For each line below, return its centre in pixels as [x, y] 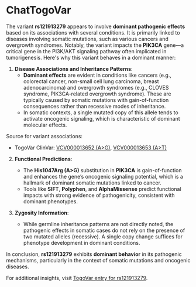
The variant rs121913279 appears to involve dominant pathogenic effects [96, 26]
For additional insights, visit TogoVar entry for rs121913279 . [77, 278]
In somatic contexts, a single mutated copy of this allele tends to [101, 112]
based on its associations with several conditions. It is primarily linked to [93, 32]
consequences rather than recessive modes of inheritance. [94, 106]
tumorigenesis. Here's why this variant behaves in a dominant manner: [91, 57]
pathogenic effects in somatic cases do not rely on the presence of [104, 230]
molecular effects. [45, 125]
